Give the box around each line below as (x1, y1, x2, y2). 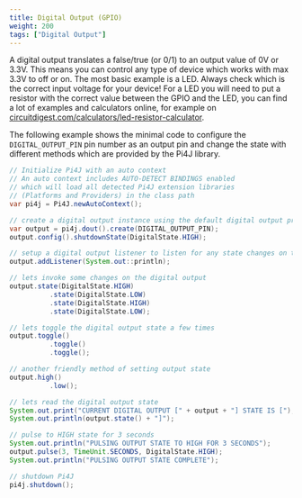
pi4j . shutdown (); (9, 480, 75, 489)
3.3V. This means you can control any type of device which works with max (9, 64, 289, 75)
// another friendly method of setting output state (9, 365, 211, 374)
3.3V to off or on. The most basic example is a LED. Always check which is (9, 74, 286, 85)
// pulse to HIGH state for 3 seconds (9, 430, 155, 439)
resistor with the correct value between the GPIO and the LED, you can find (9, 93, 288, 104)
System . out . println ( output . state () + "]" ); (9, 414, 175, 423)
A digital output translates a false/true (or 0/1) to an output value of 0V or (9, 55, 279, 66)
